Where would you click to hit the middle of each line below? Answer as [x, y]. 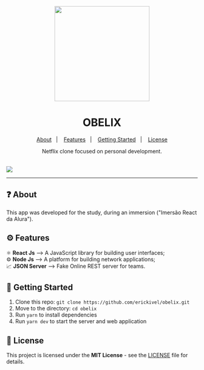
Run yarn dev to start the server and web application [81, 321]
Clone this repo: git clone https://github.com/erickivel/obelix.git [102, 302]
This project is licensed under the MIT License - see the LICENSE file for [97, 355]
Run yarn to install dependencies [56, 315]
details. [15, 361]
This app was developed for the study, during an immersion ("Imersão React [102, 212]
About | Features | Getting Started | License [102, 139]
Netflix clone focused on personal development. [102, 151]
